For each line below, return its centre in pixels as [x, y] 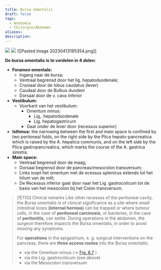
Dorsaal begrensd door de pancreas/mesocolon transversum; [81, 167]
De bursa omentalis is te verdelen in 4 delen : [51, 60]
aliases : [14, 32]
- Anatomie [20, 23]
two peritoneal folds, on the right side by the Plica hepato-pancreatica [82, 137]
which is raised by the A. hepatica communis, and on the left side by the [84, 142]
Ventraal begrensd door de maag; [53, 162]
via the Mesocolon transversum [55, 263]
